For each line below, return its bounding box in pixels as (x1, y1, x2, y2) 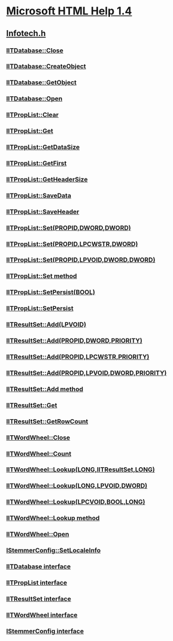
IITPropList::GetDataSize (6, 143, 80, 152)
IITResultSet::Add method (6, 385, 84, 393)
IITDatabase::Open (6, 94, 63, 103)
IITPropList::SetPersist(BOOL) (6, 288, 96, 296)
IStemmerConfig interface (6, 627, 84, 635)
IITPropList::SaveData (6, 191, 72, 200)
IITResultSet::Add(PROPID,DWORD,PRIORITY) (6, 337, 142, 345)
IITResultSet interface (6, 594, 71, 603)
